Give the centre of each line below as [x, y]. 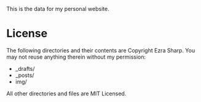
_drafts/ [25, 68]
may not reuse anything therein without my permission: [76, 57]
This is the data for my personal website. [58, 9]
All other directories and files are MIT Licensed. [66, 93]
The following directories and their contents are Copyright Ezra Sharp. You [101, 50]
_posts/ [25, 75]
